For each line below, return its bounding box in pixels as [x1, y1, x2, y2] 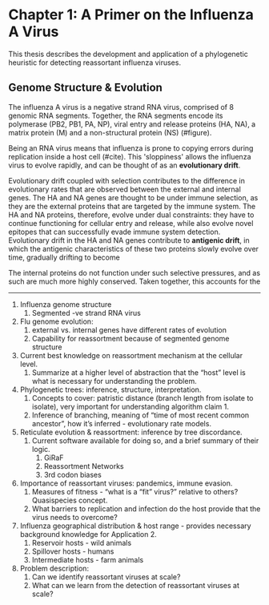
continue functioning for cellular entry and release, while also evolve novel [8, 218, 254, 228]
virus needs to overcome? [31, 512, 118, 522]
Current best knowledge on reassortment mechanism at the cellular [19, 350, 243, 360]
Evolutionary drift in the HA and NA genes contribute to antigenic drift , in [8, 235, 250, 245]
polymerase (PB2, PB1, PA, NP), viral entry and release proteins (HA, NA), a [8, 119, 256, 129]
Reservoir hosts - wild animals [31, 538, 132, 547]
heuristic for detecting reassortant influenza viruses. [8, 58, 182, 67]
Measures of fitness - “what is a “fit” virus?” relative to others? [31, 486, 239, 496]
